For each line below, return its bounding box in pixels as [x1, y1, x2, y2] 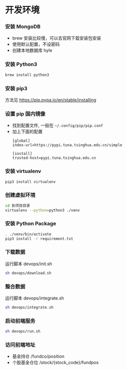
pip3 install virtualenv [5, 179, 56, 184]
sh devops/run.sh [5, 329, 41, 334]
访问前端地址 [5, 341, 36, 348]
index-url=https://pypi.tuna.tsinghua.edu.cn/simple [12, 143, 123, 148]
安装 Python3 [5, 61, 38, 68]
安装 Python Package [5, 220, 56, 227]
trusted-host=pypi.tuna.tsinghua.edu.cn [12, 155, 96, 161]
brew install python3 [5, 72, 50, 77]
